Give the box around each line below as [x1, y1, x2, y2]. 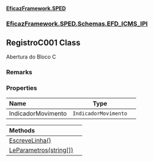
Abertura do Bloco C [6, 53, 56, 60]
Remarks [6, 68, 33, 76]
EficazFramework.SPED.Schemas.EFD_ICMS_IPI [6, 20, 148, 28]
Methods [9, 126, 36, 134]
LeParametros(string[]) [9, 145, 73, 154]
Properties [6, 84, 37, 92]
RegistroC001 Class [6, 37, 81, 47]
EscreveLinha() [9, 136, 52, 144]
